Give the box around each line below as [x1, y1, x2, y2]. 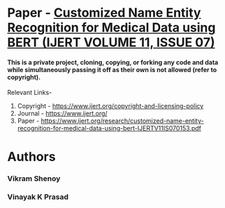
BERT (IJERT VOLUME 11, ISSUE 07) [7, 35, 215, 50]
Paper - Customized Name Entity [7, 5, 201, 21]
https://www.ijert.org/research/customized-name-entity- [41, 117, 204, 125]
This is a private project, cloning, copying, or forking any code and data [7, 58, 219, 66]
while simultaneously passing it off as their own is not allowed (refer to [7, 65, 217, 74]
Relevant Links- [7, 89, 52, 97]
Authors [7, 149, 56, 165]
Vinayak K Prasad [7, 192, 68, 202]
